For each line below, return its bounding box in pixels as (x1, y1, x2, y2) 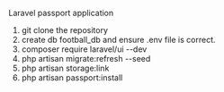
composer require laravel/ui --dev (21, 44, 148, 54)
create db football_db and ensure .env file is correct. (21, 35, 216, 45)
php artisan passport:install (21, 72, 123, 83)
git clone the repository (21, 25, 109, 35)
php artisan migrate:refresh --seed (21, 54, 151, 63)
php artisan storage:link (21, 63, 110, 73)
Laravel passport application (8, 8, 114, 18)
